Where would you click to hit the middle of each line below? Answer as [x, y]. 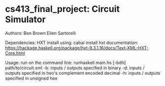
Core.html [15, 53]
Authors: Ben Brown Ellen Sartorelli [41, 33]
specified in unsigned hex [31, 78]
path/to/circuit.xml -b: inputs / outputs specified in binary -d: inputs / [75, 68]
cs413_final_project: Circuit [62, 9]
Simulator [25, 19]
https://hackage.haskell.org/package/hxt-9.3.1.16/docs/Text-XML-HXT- [77, 48]
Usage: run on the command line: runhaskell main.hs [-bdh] [66, 62]
